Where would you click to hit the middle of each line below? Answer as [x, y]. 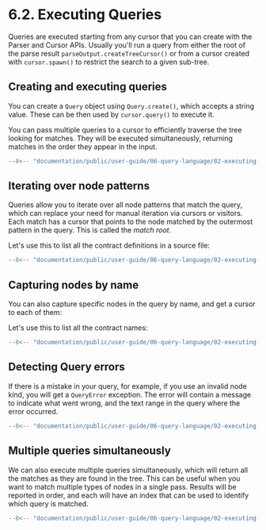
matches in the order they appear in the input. [83, 146]
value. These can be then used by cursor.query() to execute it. [112, 114]
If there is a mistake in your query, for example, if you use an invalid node [127, 386]
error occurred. [33, 411]
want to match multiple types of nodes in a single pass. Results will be [123, 486]
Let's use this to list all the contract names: [78, 328]
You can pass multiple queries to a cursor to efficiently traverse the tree [125, 129]
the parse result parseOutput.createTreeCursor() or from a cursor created [129, 53]
